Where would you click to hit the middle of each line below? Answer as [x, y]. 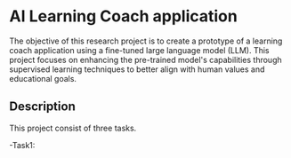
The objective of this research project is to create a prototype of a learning [146, 41]
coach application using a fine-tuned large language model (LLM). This [139, 50]
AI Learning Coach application [123, 16]
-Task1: [22, 145]
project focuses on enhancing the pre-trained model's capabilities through [145, 59]
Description [42, 107]
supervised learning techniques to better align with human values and [137, 69]
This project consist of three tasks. [73, 128]
